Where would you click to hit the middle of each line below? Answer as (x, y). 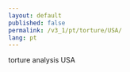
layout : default (35, 15)
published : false (37, 23)
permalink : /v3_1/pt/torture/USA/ (65, 30)
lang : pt (23, 38)
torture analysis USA (42, 60)
